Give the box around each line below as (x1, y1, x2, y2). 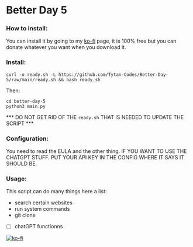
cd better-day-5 (6, 98, 46, 104)
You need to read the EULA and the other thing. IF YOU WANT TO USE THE (6, 148, 187, 155)
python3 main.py (6, 103, 46, 109)
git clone (14, 211, 36, 219)
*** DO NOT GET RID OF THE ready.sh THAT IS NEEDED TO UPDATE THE (6, 113, 184, 120)
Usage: (6, 175, 27, 183)
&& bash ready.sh (58, 76, 101, 82)
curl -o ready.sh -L (6, 71, 57, 78)
